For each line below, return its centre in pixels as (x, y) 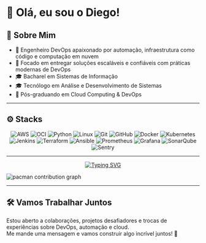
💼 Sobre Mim (31, 35)
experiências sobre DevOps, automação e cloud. (68, 227)
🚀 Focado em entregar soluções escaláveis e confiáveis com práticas (103, 63)
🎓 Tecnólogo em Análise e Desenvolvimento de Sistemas (89, 86)
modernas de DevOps (43, 69)
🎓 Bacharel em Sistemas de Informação (67, 76)
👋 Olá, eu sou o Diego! (63, 13)
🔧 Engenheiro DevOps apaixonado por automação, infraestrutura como (105, 50)
